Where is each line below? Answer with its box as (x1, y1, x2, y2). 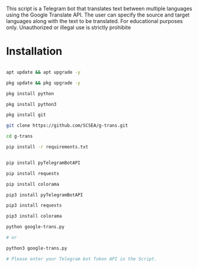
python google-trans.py (6, 224, 65, 230)
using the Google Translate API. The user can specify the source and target (6, 11, 190, 18)
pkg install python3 (6, 101, 57, 107)
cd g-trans (6, 133, 33, 140)
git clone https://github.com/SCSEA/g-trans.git (6, 122, 128, 129)
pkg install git (6, 112, 46, 118)
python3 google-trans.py (6, 245, 67, 251)
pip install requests (6, 170, 60, 176)
